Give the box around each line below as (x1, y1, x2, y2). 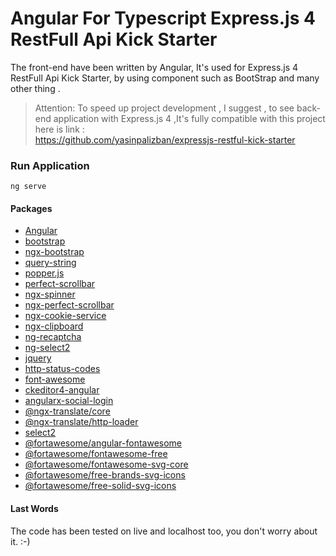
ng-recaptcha (24, 331, 82, 343)
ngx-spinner (24, 288, 76, 301)
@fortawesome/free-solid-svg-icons (24, 480, 177, 492)
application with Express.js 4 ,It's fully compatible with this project (53, 112, 326, 124)
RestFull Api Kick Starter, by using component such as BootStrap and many (10, 72, 320, 84)
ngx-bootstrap (24, 246, 85, 258)
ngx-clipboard (24, 320, 84, 332)
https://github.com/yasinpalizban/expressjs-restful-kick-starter (34, 133, 296, 146)
